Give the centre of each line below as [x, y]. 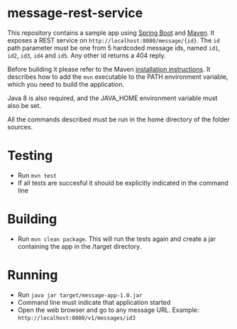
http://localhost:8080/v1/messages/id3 [77, 318]
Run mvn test [37, 175]
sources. [20, 126]
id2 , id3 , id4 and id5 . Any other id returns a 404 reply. [87, 55]
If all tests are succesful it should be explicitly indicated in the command [123, 183]
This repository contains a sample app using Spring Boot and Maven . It [111, 33]
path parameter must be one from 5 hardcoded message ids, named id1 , [114, 48]
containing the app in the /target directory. [79, 246]
